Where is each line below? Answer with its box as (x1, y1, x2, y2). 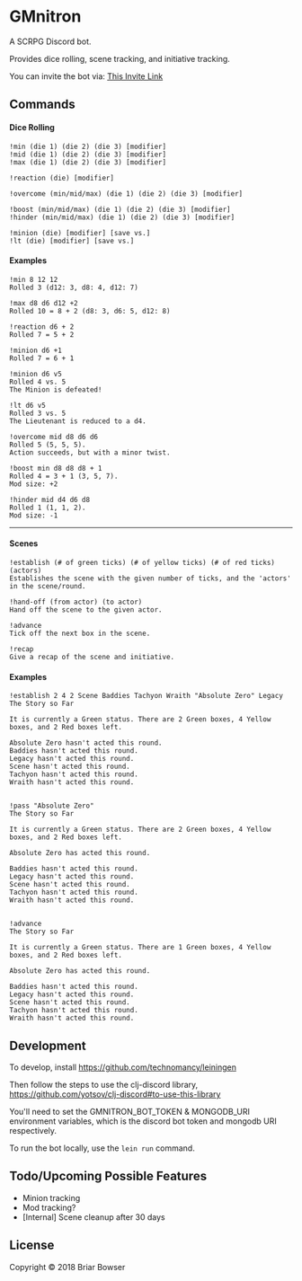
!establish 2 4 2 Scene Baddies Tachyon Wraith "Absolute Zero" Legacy (9, 692, 283, 701)
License (9, 1238, 55, 1253)
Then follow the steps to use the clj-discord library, (9, 1079, 199, 1090)
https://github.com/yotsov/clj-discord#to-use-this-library (9, 1089, 221, 1100)
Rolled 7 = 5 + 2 (9, 330, 75, 339)
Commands (9, 97, 76, 112)
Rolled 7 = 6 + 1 (9, 353, 75, 363)
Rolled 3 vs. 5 (9, 409, 67, 418)
